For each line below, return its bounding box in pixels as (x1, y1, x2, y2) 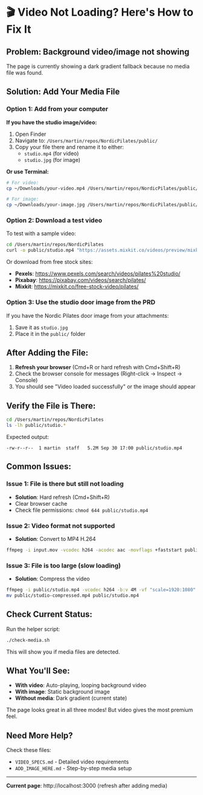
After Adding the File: (6, 347, 89, 358)
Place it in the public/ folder (14, 330, 86, 337)
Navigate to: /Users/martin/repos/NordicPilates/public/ (14, 136, 158, 144)
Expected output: (6, 433, 50, 440)
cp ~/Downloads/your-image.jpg (6, 202, 85, 208)
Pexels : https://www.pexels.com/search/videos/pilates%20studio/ (14, 270, 181, 277)
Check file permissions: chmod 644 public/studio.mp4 (14, 506, 149, 514)
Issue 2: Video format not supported (6, 522, 115, 530)
